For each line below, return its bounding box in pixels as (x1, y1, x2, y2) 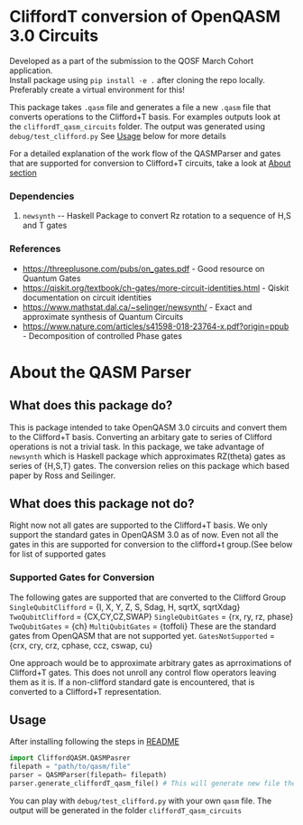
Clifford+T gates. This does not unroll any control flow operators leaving (9, 667, 277, 678)
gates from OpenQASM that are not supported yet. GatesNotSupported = (9, 630, 275, 641)
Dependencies (9, 190, 75, 202)
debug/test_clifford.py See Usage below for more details (9, 130, 227, 141)
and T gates (22, 220, 68, 231)
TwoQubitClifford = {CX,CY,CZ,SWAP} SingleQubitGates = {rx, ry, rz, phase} (9, 611, 294, 622)
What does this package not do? (9, 495, 195, 511)
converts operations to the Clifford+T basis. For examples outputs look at (9, 111, 281, 122)
